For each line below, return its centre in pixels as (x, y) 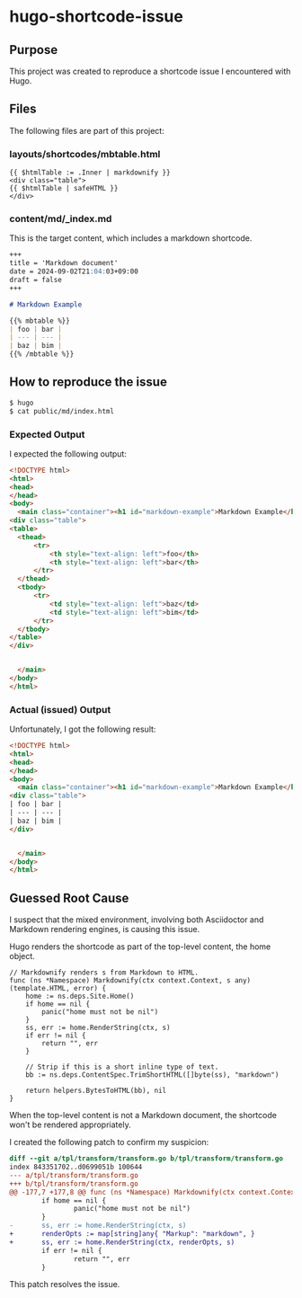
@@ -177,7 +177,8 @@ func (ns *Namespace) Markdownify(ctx (122, 1192)
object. (22, 956)
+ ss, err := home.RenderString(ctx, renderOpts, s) (122, 1242)
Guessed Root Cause (69, 898)
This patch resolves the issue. (65, 1285)
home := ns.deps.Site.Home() (80, 996)
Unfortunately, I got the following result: (83, 729)
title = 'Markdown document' (64, 263)
